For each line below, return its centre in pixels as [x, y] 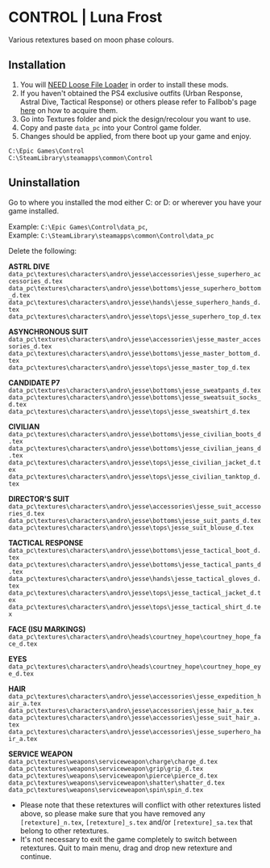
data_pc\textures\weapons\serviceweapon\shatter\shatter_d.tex [117, 783]
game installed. [33, 211]
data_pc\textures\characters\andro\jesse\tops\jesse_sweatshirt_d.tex [129, 411]
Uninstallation [44, 183]
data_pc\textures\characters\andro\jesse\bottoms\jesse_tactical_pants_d [135, 565]
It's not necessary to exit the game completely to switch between [129, 839]
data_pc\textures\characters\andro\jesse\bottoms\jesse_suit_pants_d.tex [135, 520]
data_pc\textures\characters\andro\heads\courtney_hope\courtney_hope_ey [135, 667]
